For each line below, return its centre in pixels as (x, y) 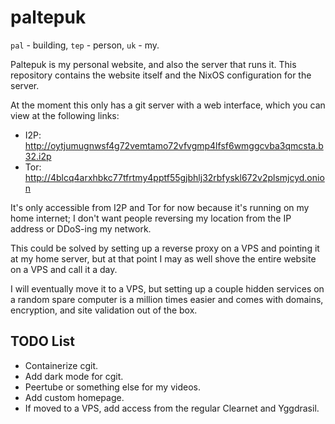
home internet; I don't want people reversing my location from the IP (151, 218)
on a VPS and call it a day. (64, 269)
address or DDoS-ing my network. (81, 228)
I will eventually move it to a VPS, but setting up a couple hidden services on (167, 288)
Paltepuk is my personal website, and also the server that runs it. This (153, 64)
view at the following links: (65, 115)
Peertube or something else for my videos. (112, 387)
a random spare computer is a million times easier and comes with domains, (167, 299)
